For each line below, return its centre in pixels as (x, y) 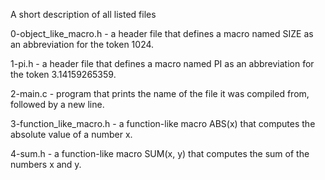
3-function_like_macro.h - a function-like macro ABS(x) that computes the (163, 123)
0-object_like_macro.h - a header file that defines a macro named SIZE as (162, 33)
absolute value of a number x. (71, 134)
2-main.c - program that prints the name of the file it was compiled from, (160, 93)
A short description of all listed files (83, 14)
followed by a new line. (57, 104)
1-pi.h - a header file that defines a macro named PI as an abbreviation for (162, 63)
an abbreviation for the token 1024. (82, 44)
